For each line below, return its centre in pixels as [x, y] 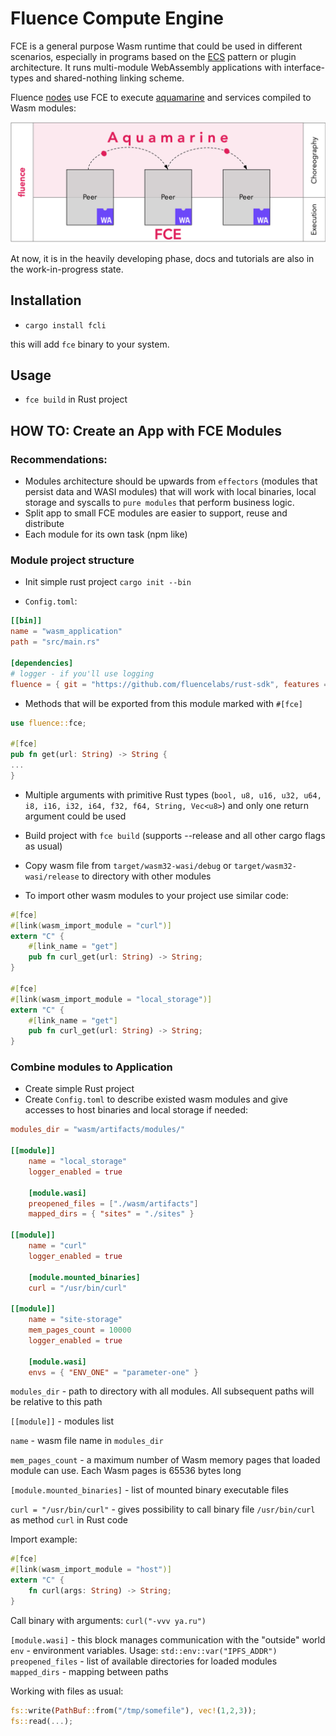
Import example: [44, 1539]
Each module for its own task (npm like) [106, 534]
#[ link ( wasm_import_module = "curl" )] [91, 925]
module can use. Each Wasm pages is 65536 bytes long [126, 1471]
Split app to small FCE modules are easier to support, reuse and [156, 513]
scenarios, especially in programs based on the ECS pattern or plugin [153, 56]
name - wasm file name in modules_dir [87, 1441]
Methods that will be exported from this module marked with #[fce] [163, 703]
